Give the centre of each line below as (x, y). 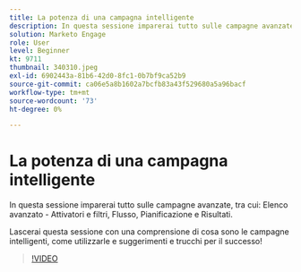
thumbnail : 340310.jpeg (54, 68)
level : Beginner (39, 51)
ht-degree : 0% (36, 109)
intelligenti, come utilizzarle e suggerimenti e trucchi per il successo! (136, 242)
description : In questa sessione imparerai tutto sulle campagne (133, 26)
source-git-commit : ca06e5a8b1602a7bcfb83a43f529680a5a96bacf (128, 84)
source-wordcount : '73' (54, 101)
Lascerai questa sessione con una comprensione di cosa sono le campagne (149, 232)
